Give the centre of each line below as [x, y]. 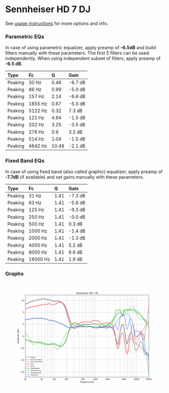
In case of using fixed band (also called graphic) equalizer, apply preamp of [84, 172]
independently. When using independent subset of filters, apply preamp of [83, 58]
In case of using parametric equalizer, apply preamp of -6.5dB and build [80, 48]
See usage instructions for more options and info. [57, 23]
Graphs [14, 274]
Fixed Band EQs [25, 160]
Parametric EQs [25, 37]
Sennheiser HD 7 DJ [48, 9]
